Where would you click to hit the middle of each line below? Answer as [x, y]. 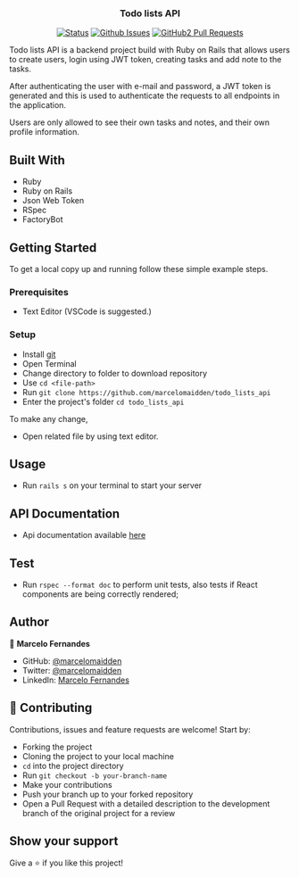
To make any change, [49, 418]
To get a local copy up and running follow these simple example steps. [139, 269]
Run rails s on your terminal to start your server [112, 485]
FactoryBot [42, 219]
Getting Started [53, 248]
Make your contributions [67, 784]
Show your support [64, 841]
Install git [39, 354]
